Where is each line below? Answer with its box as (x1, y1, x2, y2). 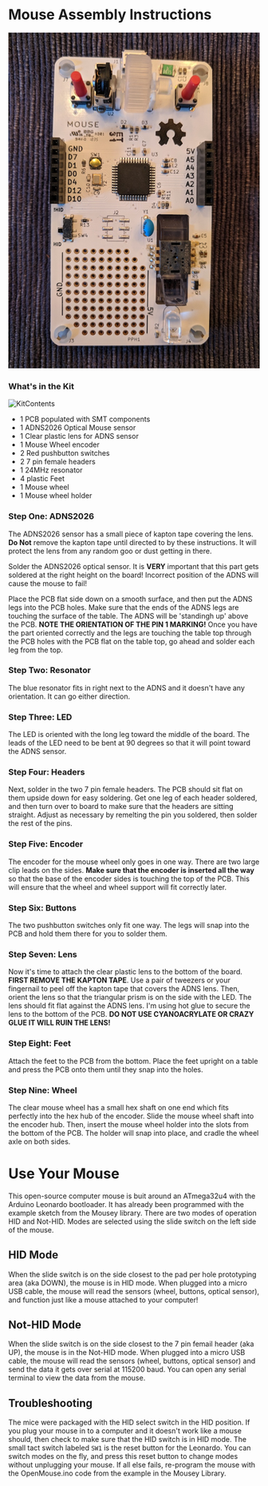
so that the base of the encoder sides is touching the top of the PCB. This (8, 874, 250, 883)
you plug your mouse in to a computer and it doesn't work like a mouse (8, 1426, 242, 1436)
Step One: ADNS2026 (8, 511, 94, 522)
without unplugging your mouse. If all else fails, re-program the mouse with (8, 1460, 256, 1470)
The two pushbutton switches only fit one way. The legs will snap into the (8, 921, 250, 930)
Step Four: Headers (8, 767, 85, 778)
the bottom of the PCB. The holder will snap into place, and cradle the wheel (8, 1128, 259, 1137)
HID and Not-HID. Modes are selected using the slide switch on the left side (8, 1217, 257, 1226)
